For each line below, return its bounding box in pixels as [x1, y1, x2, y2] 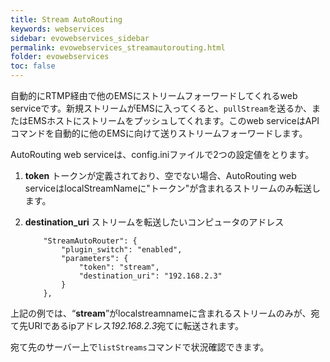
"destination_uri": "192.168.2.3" [78, 271, 223, 281]
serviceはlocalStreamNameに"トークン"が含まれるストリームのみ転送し [24, 182, 321, 194]
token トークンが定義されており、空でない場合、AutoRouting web [24, 170, 297, 181]
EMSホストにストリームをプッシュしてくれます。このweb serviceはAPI [27, 115, 320, 126]
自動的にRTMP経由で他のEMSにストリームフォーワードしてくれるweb [10, 90, 298, 101]
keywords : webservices [10, 24, 105, 34]
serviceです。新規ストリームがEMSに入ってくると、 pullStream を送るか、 [10, 102, 313, 114]
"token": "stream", [78, 262, 160, 272]
